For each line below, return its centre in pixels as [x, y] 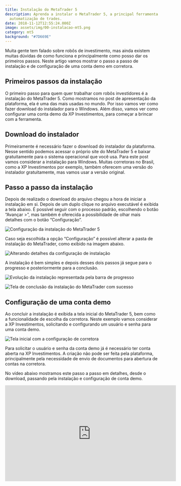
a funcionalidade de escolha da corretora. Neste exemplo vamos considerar [81, 319]
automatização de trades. [36, 19]
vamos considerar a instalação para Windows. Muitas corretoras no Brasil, [80, 162]
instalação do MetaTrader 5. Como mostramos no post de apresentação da [80, 98]
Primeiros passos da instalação [54, 82]
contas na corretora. [26, 364]
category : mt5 [20, 32]
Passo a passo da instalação [49, 187]
